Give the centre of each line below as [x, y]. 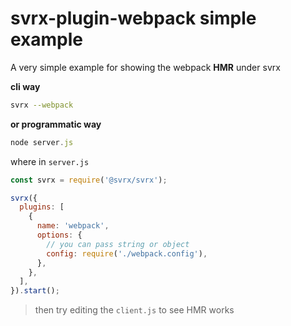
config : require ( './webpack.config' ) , [127, 253]
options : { [59, 235]
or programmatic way [56, 124]
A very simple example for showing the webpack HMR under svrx [145, 67]
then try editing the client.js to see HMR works [134, 310]
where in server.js [50, 161]
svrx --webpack [42, 105]
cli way [25, 86]
